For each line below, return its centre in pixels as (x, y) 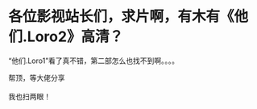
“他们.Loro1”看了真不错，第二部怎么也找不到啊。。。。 (94, 61)
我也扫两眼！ (29, 96)
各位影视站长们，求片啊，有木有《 (122, 17)
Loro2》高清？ (75, 37)
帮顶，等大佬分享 (37, 78)
